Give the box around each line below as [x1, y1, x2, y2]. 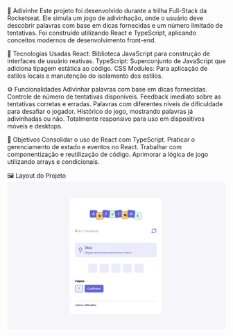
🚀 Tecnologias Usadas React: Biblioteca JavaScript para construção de [7, 49, 210, 58]
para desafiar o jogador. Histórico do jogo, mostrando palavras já [7, 108, 193, 115]
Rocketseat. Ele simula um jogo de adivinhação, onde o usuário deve [7, 14, 204, 22]
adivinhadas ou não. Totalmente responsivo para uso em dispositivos [7, 115, 205, 123]
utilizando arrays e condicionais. [7, 158, 100, 166]
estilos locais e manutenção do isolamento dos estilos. [7, 72, 163, 80]
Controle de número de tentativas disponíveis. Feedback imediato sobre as [7, 92, 221, 101]
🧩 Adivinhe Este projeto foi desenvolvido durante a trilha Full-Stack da [7, 7, 207, 15]
